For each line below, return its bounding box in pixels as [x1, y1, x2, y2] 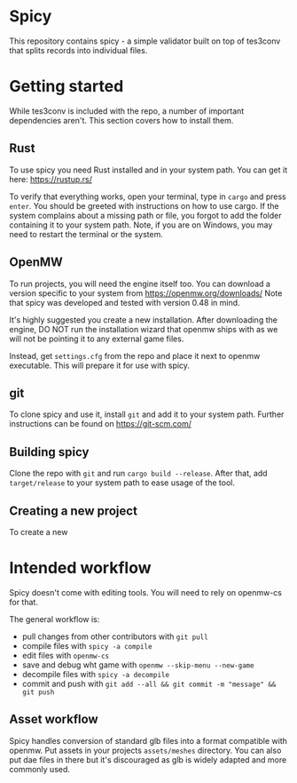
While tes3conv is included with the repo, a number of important [9, 105, 245, 116]
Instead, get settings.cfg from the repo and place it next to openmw [9, 350, 261, 361]
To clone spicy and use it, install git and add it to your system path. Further [9, 409, 285, 419]
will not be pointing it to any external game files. [9, 333, 184, 344]
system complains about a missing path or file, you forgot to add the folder [9, 210, 282, 220]
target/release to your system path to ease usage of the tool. [9, 477, 236, 488]
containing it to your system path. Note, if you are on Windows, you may [9, 220, 273, 230]
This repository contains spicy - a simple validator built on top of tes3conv [9, 36, 281, 46]
